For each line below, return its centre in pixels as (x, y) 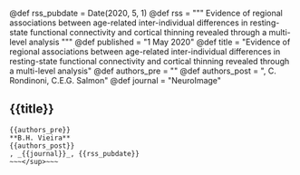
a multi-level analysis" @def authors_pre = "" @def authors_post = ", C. (143, 71)
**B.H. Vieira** (40, 138)
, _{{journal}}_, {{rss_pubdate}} (75, 153)
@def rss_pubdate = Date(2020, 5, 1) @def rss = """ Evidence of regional (146, 13)
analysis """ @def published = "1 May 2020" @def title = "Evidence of (160, 42)
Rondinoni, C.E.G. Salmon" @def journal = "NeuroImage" (116, 80)
